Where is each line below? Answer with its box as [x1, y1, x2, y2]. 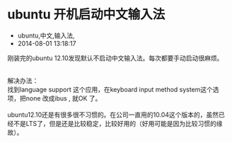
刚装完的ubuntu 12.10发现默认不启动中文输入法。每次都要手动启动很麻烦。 [7, 54, 224, 62]
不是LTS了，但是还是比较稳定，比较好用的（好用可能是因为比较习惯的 [13, 119, 217, 127]
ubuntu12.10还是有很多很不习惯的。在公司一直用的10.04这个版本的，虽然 [7, 110, 219, 119]
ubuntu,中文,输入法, [17, 31, 76, 40]
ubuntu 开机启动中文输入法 [7, 6, 166, 23]
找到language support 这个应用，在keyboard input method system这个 [7, 85, 214, 93]
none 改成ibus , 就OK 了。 [25, 93, 102, 103]
